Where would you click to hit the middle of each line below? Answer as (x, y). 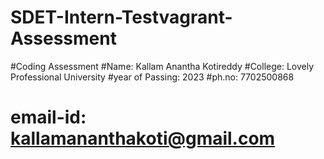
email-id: (48, 117)
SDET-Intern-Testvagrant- (121, 17)
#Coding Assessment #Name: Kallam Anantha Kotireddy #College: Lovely (162, 66)
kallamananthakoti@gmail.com (143, 138)
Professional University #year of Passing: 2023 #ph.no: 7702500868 (152, 77)
